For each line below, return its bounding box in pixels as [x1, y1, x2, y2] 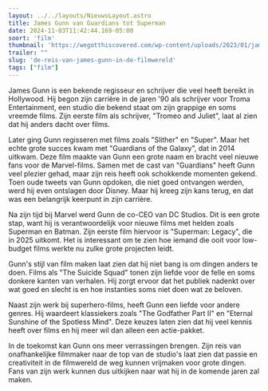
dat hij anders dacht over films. [8, 119, 110, 128]
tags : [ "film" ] [8, 64, 59, 72]
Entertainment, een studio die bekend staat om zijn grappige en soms [8, 102, 237, 112]
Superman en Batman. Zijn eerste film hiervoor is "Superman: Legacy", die [8, 227, 253, 236]
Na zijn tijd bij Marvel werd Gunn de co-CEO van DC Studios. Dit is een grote [8, 209, 260, 219]
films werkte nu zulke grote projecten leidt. [33, 243, 174, 253]
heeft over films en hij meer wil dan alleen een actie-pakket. [8, 325, 205, 335]
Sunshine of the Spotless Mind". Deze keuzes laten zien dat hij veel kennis [8, 317, 253, 326]
